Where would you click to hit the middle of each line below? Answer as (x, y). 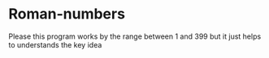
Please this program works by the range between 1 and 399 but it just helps (135, 36)
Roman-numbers (67, 14)
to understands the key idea (55, 44)
